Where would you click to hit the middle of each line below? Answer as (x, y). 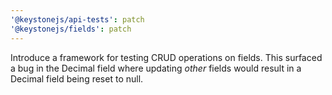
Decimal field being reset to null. (77, 78)
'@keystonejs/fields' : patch (71, 29)
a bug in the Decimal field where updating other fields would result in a (156, 68)
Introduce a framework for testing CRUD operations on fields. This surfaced (166, 57)
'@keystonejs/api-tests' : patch (77, 19)
